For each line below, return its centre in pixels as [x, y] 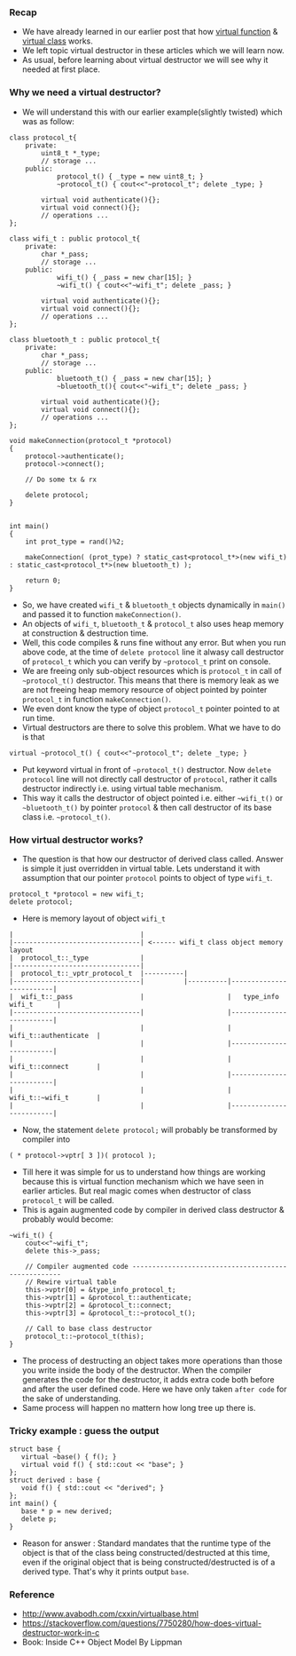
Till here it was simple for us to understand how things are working [144, 1172]
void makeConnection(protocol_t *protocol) [91, 440]
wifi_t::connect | [55, 1066]
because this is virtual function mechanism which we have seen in [143, 1181]
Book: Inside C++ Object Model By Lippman [102, 1642]
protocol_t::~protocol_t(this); [85, 1336]
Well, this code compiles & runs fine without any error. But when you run [154, 642]
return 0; [43, 580]
